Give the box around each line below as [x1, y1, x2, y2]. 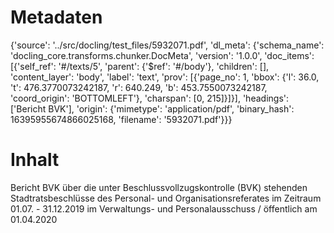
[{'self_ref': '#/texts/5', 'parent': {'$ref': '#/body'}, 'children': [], [10, 60, 270, 72]
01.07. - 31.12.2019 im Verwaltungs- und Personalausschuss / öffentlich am [10, 202, 318, 215]
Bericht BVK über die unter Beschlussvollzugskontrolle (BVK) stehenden [10, 181, 308, 193]
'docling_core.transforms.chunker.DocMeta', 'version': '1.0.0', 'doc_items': [10, 49, 315, 61]
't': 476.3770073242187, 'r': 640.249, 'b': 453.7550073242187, [10, 81, 268, 93]
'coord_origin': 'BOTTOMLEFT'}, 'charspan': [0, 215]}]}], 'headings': [10, 92, 289, 104]
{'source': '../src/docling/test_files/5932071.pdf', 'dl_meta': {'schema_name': [10, 39, 325, 51]
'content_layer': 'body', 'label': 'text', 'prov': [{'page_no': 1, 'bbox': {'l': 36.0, [10, 71, 320, 83]
